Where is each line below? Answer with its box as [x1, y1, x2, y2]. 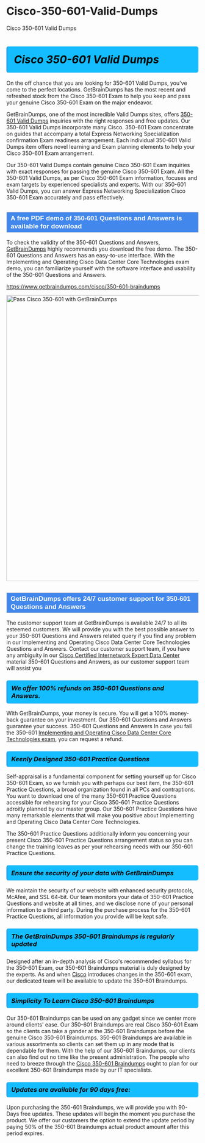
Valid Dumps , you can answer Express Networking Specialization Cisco [6, 187, 186, 195]
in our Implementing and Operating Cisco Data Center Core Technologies [6, 639, 190, 646]
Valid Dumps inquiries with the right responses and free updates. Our [16, 117, 191, 124]
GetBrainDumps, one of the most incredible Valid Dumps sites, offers [6, 111, 179, 118]
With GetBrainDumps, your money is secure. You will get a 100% [6, 709, 169, 717]
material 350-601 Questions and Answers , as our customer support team [6, 658, 190, 665]
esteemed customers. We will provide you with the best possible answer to [6, 626, 195, 633]
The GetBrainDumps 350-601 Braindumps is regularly [11, 932, 175, 941]
